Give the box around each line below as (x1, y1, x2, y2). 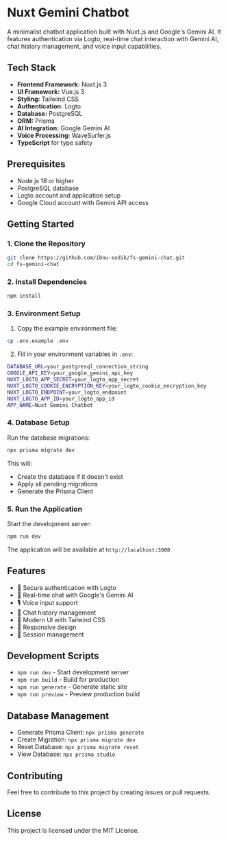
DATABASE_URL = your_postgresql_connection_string (7, 364, 149, 370)
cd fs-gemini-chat (7, 261, 60, 268)
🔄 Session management (16, 630, 84, 639)
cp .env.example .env (7, 337, 69, 344)
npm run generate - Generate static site (16, 683, 128, 691)
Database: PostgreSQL (16, 109, 83, 117)
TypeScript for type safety (16, 139, 93, 147)
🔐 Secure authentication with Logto (16, 583, 116, 591)
